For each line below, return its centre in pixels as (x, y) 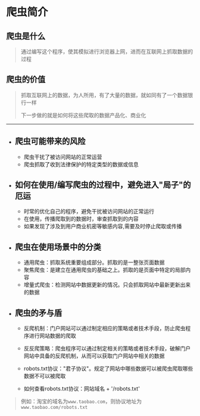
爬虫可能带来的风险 (50, 142)
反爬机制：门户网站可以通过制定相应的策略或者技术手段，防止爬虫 (104, 328)
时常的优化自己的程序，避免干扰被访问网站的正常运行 (89, 212)
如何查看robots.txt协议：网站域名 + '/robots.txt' (82, 389)
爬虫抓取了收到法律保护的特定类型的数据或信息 (81, 164)
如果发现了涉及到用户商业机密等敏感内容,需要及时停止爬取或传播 (103, 226)
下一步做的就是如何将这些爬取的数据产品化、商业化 (83, 115)
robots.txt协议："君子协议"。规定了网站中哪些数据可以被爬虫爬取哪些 (108, 369)
